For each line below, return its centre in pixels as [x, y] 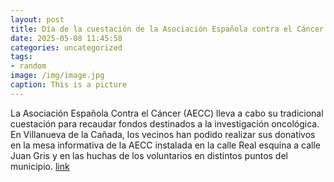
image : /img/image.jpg [57, 76]
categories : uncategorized [66, 47]
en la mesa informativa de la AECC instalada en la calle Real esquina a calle [166, 145]
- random [28, 66]
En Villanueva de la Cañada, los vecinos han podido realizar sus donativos [163, 134]
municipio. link [40, 166]
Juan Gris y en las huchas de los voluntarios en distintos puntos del [149, 155]
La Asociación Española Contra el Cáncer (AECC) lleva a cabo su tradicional [167, 113]
